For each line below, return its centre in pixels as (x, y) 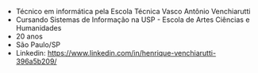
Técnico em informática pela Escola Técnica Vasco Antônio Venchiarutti (133, 11)
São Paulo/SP (38, 45)
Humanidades (39, 28)
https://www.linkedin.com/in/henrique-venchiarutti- (132, 53)
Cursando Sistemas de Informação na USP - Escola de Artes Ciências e (133, 20)
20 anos (29, 36)
